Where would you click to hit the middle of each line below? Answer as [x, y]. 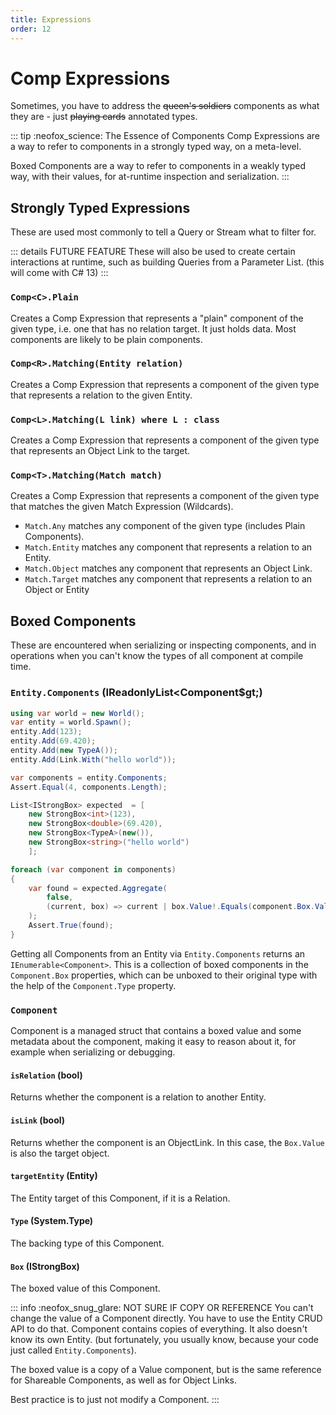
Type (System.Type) [52, 1221]
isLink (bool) [38, 1120]
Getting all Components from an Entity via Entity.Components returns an [158, 953]
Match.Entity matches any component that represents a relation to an [168, 547]
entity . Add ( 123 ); [46, 732]
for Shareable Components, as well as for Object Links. [123, 1380]
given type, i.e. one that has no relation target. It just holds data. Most [153, 328]
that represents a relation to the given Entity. [101, 395]
